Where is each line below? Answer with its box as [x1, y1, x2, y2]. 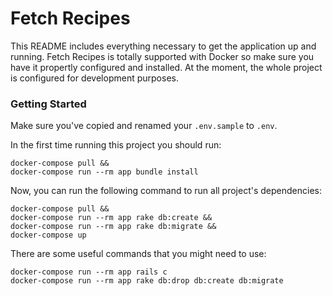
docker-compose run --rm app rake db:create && [10, 213, 213, 223]
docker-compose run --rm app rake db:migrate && [10, 222, 217, 232]
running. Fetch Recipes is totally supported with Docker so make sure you [10, 50, 315, 62]
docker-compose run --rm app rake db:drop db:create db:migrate [10, 276, 284, 286]
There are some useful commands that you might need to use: [10, 248, 267, 260]
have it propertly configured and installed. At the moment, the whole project [10, 61, 323, 73]
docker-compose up [10, 230, 87, 241]
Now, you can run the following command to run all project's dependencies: [10, 185, 322, 197]
